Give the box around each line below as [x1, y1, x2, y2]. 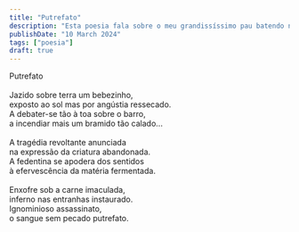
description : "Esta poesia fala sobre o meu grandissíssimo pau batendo [9, 21, 285, 30]
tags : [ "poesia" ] [9, 37, 74, 47]
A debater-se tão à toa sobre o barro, [9, 109, 146, 120]
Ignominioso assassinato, [9, 203, 102, 214]
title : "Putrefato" [9, 12, 82, 22]
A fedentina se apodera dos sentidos [9, 156, 145, 167]
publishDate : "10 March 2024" [9, 29, 122, 38]
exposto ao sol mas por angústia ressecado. [9, 99, 172, 110]
